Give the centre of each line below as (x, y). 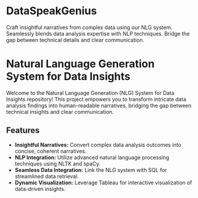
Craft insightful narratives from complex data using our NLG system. (90, 27)
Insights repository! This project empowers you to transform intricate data (96, 99)
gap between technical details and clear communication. (75, 40)
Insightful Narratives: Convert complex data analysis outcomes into (98, 145)
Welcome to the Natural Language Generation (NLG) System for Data (90, 92)
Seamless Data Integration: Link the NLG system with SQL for (91, 170)
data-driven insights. (40, 189)
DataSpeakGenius (52, 11)
